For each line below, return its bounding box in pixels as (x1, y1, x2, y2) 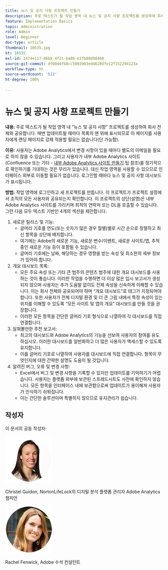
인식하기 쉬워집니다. (25, 388, 65, 394)
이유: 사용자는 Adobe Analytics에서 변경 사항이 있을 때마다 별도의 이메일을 (5, 147, 152, 153)
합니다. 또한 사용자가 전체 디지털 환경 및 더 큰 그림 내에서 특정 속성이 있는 (20, 294, 163, 300)
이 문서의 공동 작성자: (5, 425, 47, 431)
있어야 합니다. (25, 257, 53, 263)
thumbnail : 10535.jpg (5, 45, 51, 50)
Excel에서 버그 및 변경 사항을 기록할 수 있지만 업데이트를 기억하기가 (20, 370, 152, 376)
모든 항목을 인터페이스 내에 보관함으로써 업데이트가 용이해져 (31, 382, 147, 388)
